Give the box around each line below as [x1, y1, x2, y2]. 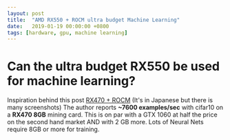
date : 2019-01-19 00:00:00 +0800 [7, 23, 109, 30]
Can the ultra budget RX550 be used [7, 59, 220, 74]
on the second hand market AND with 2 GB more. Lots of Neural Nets [7, 118, 205, 126]
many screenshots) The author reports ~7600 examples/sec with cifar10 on [7, 104, 224, 112]
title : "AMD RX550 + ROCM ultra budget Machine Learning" [7, 16, 180, 23]
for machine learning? [7, 73, 136, 89]
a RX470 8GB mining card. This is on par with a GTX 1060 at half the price [7, 110, 218, 119]
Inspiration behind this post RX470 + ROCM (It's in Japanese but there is [7, 96, 213, 104]
